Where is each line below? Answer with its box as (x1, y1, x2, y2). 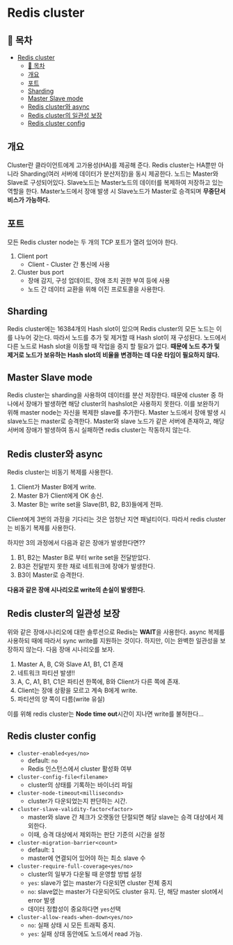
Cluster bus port (17, 268, 65, 276)
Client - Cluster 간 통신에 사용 (27, 260, 111, 268)
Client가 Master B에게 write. (17, 483, 97, 491)
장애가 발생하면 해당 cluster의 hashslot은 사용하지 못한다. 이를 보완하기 (25, 399, 220, 408)
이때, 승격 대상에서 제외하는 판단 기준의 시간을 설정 (27, 830, 166, 838)
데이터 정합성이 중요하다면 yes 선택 (27, 905, 122, 913)
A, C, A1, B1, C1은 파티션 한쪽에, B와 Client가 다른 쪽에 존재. (17, 677, 181, 686)
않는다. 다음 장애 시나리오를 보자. (25, 645, 115, 653)
